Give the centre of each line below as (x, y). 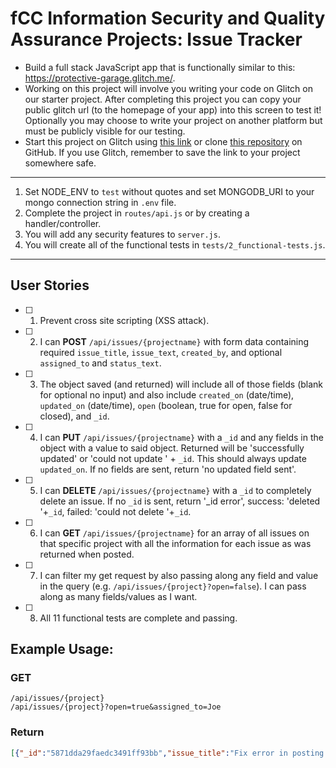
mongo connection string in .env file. (100, 202)
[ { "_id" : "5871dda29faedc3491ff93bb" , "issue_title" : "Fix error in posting (167, 753)
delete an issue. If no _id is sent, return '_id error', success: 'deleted (180, 501)
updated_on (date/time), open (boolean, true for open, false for (166, 405)
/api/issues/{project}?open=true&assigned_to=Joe (116, 707)
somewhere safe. (60, 163)
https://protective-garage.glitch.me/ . (100, 78)
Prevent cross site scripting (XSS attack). (124, 320)
